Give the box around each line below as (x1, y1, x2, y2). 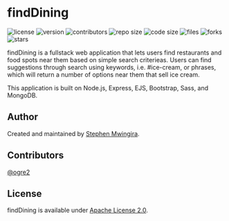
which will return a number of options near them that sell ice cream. (7, 70, 201, 79)
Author (7, 111, 38, 123)
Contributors (7, 150, 64, 162)
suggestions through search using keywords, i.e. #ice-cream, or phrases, (7, 63, 217, 71)
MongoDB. (7, 91, 38, 99)
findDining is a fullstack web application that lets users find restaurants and (7, 48, 222, 57)
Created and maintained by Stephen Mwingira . (7, 129, 140, 137)
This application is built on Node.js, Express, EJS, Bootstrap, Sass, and (7, 84, 209, 92)
